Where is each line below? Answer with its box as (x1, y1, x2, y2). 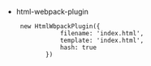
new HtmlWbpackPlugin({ (19, 23, 101, 31)
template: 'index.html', (59, 36, 145, 44)
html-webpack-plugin (15, 7, 89, 16)
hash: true (59, 43, 97, 52)
